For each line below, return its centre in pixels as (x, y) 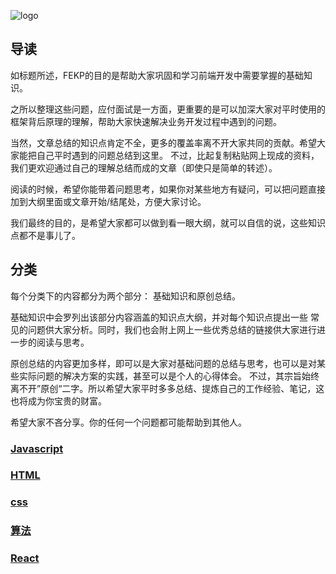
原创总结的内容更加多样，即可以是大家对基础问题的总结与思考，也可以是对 (163, 363)
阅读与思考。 (63, 342)
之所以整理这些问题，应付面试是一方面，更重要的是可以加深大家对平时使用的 (168, 109)
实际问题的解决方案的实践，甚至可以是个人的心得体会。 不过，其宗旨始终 (169, 376)
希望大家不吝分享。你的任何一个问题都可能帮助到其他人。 (128, 422)
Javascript (37, 448)
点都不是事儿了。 (45, 235)
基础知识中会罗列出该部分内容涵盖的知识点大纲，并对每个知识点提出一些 (159, 317)
